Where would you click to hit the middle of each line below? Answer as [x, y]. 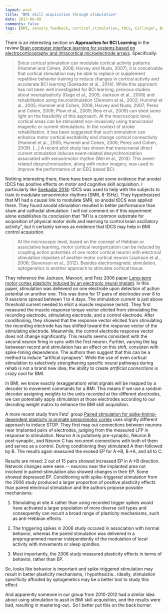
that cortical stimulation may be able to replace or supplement [81, 73]
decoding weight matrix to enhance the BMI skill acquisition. [67, 404]
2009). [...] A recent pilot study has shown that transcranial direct [85, 148]
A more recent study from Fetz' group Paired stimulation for [67, 414]
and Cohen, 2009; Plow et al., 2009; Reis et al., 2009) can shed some [89, 111]
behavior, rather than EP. [38, 559]
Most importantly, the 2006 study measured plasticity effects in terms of [87, 554]
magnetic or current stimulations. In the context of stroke [76, 127]
